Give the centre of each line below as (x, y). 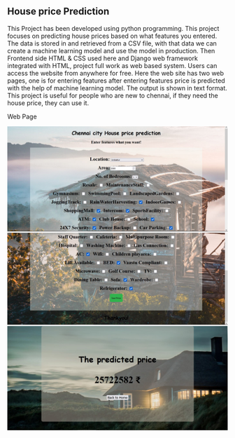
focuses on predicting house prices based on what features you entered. (112, 36)
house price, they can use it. (48, 103)
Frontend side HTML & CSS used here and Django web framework (102, 58)
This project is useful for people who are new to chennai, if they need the (113, 95)
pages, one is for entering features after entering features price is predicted (116, 81)
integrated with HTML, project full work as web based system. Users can (112, 65)
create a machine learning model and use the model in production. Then (111, 50)
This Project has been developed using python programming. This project (113, 28)
